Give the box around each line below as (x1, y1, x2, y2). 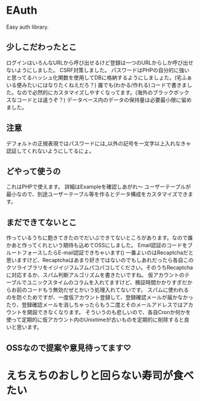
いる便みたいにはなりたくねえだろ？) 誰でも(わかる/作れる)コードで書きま (6, 81, 187, 88)
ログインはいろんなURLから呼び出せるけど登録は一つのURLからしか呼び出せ (6, 59, 193, 66)
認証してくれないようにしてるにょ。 (6, 147, 95, 154)
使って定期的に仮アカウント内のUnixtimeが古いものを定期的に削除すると (6, 316, 185, 324)
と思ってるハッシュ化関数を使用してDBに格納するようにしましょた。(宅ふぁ (6, 74, 192, 81)
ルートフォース (6, 249, 43, 256)
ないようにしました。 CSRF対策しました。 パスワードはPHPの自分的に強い (6, 66, 190, 73)
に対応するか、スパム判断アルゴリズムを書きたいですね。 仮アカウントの (6, 272, 185, 279)
